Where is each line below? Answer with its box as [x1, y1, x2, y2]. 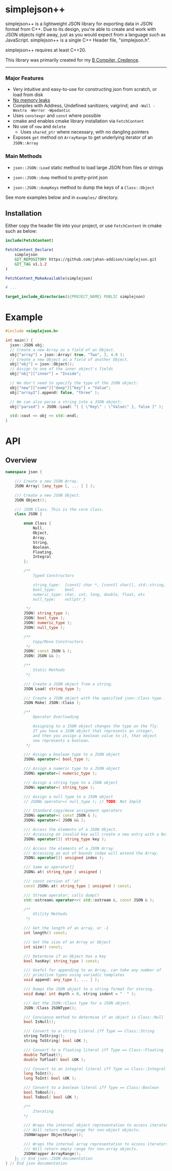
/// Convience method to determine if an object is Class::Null [24, 1014, 164, 1020]
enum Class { [24, 521, 52, 526]
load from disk [12, 91, 44, 98]
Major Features [5, 74, 44, 82]
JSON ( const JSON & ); [24, 649, 72, 654]
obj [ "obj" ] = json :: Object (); [10, 362, 74, 367]
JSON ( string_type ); [24, 611, 70, 616]
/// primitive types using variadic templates [24, 972, 125, 978]
